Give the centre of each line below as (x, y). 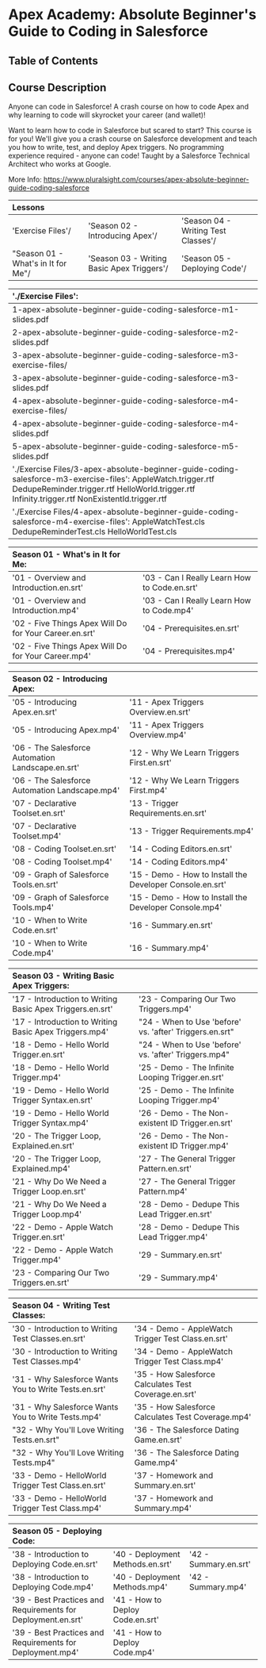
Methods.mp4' (140, 1587)
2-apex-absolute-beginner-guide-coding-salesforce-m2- (126, 332)
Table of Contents (53, 61)
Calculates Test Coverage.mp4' (193, 1417)
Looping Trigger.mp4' (179, 1100)
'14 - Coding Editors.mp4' (179, 862)
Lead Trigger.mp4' (173, 1237)
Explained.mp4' (41, 1169)
